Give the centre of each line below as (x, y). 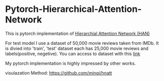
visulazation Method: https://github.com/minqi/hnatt (59, 73)
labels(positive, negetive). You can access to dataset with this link (73, 54)
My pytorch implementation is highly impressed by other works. (71, 63)
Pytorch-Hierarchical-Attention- (74, 9)
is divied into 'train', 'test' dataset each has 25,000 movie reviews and (77, 48)
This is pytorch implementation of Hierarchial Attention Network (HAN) (78, 33)
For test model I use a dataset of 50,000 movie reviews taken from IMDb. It (82, 43)
